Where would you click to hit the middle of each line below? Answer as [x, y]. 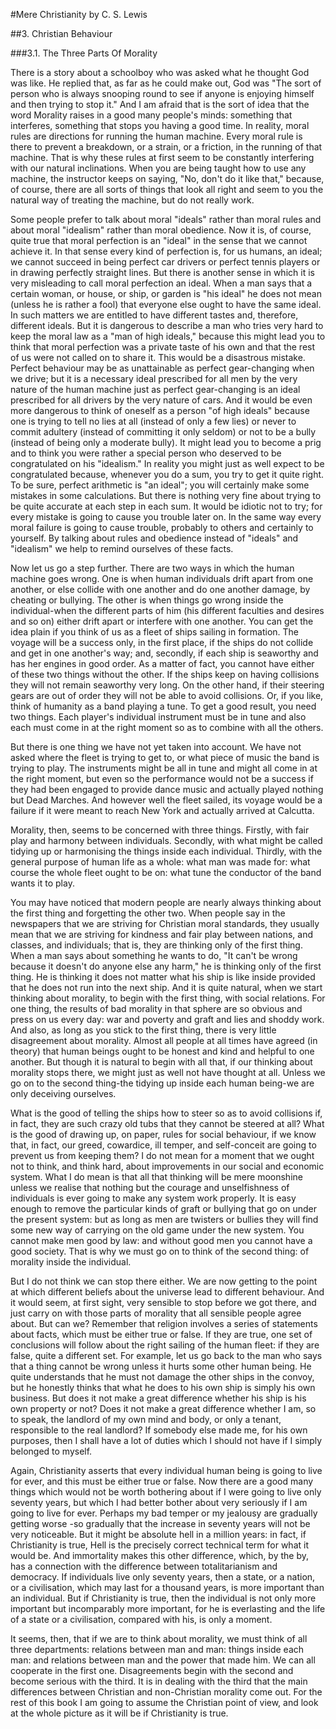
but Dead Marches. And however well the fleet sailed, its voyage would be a [166, 800]
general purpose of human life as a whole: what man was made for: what [160, 862]
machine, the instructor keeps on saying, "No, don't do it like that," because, [167, 178]
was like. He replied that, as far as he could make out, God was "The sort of [166, 83]
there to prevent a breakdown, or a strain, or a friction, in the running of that [166, 147]
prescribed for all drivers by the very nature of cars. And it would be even [161, 400]
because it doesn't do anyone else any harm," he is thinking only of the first [166, 966]
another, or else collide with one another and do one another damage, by [160, 589]
